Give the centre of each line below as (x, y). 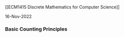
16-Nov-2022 (18, 16)
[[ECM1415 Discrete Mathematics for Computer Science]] (62, 7)
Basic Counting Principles (36, 29)
